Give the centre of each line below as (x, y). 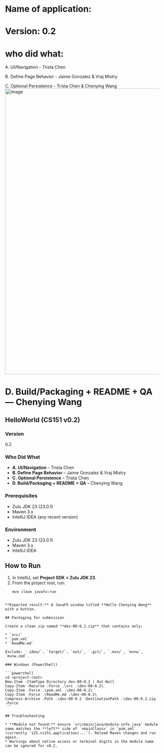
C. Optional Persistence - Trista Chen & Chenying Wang (61, 86)
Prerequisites (21, 496)
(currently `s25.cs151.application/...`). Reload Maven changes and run (81, 733)
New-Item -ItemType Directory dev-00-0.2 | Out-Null (60, 682)
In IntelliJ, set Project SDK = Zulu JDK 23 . (54, 577)
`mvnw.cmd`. (17, 656)
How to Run (23, 566)
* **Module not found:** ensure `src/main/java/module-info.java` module (82, 724)
